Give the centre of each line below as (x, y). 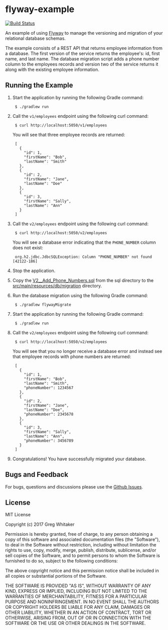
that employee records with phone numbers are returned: (72, 357)
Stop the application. (34, 270)
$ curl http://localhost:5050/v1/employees (61, 125)
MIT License (18, 515)
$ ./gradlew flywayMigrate (43, 305)
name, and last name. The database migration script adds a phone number (82, 58)
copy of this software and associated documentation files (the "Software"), (83, 539)
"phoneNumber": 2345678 (49, 414)
